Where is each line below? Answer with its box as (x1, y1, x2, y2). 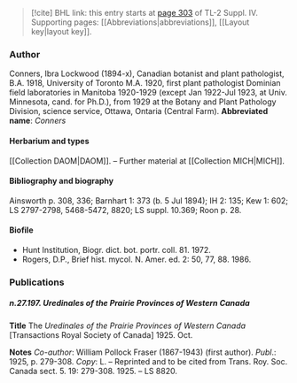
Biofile (9, 225, 34, 235)
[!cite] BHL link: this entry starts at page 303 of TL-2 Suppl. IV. (30, 8, 259, 18)
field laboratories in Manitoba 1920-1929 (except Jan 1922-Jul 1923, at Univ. (9, 88, 288, 98)
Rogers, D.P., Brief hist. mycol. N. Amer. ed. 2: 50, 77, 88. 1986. (21, 254, 252, 264)
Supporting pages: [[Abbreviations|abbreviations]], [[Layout (30, 17, 250, 27)
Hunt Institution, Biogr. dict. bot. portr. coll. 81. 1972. (21, 244, 211, 255)
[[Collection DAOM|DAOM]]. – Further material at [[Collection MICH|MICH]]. (9, 155, 285, 166)
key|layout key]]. (30, 27, 92, 36)
